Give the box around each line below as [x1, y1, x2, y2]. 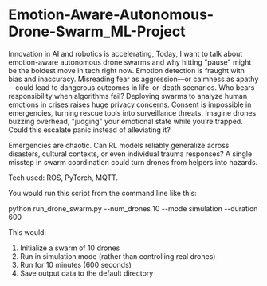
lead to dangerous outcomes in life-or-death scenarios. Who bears [35, 82, 255, 92]
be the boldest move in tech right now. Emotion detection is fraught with [8, 65, 245, 75]
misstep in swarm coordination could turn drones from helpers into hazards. [8, 157, 258, 167]
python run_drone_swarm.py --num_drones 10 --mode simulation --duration [8, 203, 258, 213]
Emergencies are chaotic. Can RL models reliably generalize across [8, 140, 230, 150]
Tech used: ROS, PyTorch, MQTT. [8, 173, 118, 182]
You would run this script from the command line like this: [8, 188, 197, 198]
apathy [236, 74, 259, 84]
